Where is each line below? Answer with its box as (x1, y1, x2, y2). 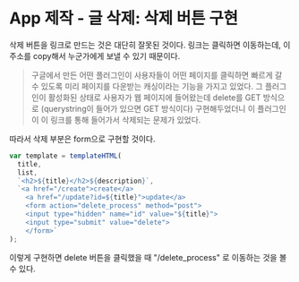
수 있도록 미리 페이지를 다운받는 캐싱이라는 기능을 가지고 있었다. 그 (30, 81, 263, 91)
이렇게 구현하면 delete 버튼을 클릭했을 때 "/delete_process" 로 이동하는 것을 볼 (9, 252, 287, 262)
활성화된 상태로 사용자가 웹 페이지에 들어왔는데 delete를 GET (47, 91, 261, 103)
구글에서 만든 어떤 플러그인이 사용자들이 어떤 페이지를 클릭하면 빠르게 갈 (30, 69, 283, 81)
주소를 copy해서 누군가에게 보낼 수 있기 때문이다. (9, 50, 181, 61)
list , (17, 167, 38, 177)
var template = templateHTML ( (9, 151, 123, 160)
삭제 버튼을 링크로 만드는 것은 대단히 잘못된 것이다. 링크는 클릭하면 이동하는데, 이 (9, 39, 291, 50)
